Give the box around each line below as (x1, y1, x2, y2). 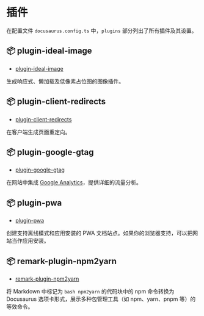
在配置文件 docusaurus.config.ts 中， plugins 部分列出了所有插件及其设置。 (6, 27, 197, 34)
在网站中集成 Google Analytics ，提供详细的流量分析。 (6, 179, 142, 186)
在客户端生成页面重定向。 (6, 128, 71, 135)
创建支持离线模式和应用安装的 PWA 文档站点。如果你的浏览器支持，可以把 (6, 229, 193, 237)
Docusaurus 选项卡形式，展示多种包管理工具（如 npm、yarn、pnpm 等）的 (6, 295, 196, 303)
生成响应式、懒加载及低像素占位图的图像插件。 (6, 77, 124, 85)
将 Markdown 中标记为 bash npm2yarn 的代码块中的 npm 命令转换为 (6, 288, 175, 295)
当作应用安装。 (11, 237, 49, 245)
